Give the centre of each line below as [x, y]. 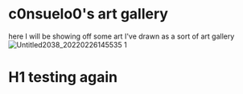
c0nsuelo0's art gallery [89, 14]
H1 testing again [63, 78]
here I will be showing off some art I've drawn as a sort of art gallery [121, 36]
